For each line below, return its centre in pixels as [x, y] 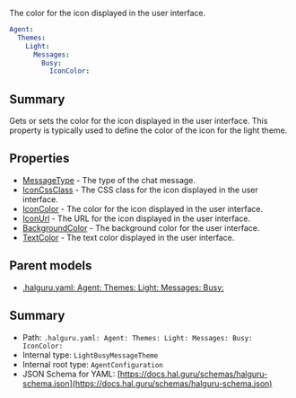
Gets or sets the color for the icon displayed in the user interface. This [139, 121]
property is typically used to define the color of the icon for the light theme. [148, 130]
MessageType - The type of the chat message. [109, 180]
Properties [39, 159]
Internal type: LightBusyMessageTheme [90, 355]
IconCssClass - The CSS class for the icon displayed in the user [140, 190]
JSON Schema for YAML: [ [71, 374]
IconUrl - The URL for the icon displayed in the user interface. [136, 218]
